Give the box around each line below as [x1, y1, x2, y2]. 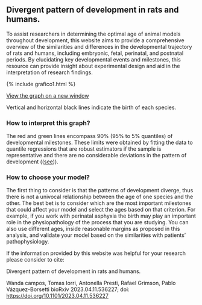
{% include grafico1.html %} [6, 80, 76, 87]
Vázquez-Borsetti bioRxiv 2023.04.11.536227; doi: [6, 286, 130, 293]
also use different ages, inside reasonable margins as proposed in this [6, 225, 180, 233]
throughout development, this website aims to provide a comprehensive [6, 36, 185, 44]
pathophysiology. [6, 238, 49, 245]
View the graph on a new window [6, 92, 89, 99]
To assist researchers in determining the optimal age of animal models [6, 30, 181, 37]
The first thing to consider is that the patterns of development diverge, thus [6, 187, 194, 194]
